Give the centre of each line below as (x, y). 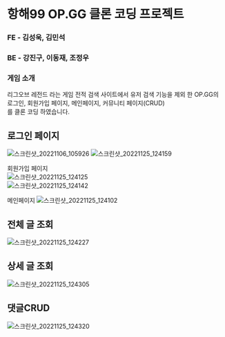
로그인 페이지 (33, 136)
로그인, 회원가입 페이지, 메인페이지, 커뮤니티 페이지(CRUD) (86, 103)
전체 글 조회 (30, 225)
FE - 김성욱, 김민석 (36, 37)
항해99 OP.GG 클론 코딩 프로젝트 (96, 14)
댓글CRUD (29, 308)
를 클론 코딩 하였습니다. (39, 112)
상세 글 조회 (30, 266)
